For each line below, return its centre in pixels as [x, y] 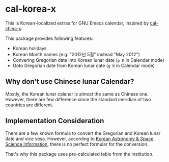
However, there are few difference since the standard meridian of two [78, 99]
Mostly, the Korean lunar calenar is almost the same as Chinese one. [77, 94]
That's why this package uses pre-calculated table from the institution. [79, 154]
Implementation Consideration [55, 121]
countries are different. [29, 105]
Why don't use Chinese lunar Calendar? [70, 82]
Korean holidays [30, 48]
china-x [13, 28]
